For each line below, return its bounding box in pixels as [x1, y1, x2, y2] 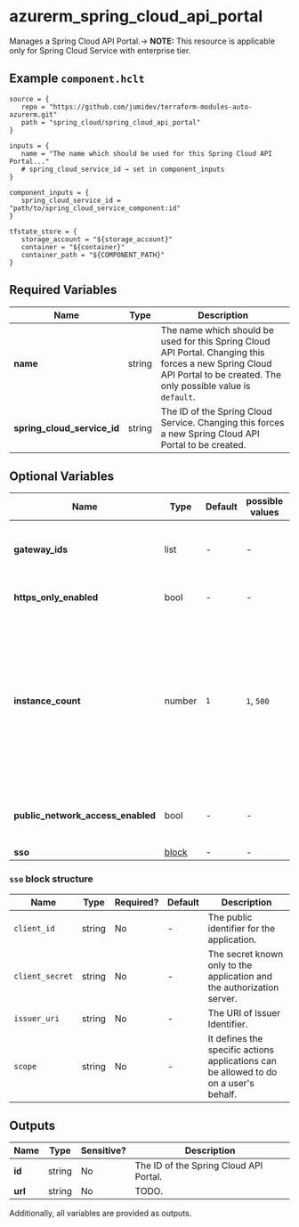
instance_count [13, 695, 82, 707]
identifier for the [207, 922, 276, 934]
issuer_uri [13, 1013, 60, 1023]
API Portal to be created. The [160, 368, 282, 380]
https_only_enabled [13, 591, 99, 604]
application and [207, 970, 273, 982]
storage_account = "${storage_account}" [20, 234, 174, 244]
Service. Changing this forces [160, 416, 285, 428]
